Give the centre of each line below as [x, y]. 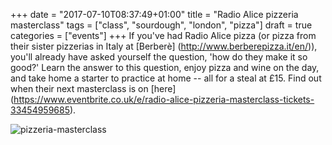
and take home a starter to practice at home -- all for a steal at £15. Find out [166, 78]
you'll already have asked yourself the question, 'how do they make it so [159, 57]
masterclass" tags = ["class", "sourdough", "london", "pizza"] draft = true [161, 25]
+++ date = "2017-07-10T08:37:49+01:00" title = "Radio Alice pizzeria [154, 14]
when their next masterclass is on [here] [93, 88]
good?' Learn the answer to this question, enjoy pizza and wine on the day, [165, 67]
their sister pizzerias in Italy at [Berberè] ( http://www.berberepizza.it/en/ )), [164, 46]
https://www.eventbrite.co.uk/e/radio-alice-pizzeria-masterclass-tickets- [164, 99]
